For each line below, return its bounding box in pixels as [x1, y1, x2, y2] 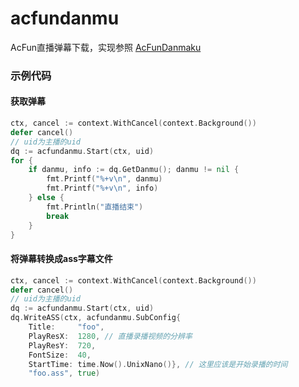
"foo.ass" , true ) [28, 368, 101, 379]
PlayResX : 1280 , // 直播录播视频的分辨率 [28, 331, 193, 341]
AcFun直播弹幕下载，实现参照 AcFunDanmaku [10, 41, 202, 53]
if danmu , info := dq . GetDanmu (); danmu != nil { [28, 165, 240, 175]
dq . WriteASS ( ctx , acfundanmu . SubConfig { [10, 313, 182, 323]
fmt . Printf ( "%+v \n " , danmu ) [46, 174, 163, 184]
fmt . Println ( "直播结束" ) [46, 202, 144, 212]
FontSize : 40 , [28, 350, 92, 360]
